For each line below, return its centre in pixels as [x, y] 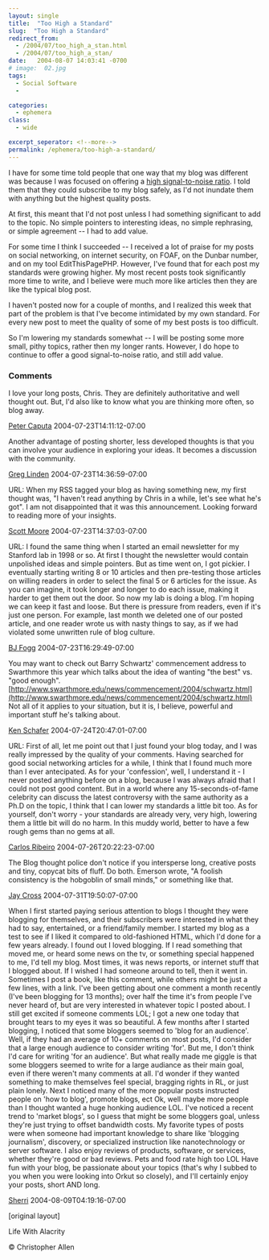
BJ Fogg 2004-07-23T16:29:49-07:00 [71, 647]
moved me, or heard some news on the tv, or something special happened [131, 953]
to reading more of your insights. [62, 515]
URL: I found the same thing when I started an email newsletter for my [124, 546]
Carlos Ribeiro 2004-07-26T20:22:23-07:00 [82, 847]
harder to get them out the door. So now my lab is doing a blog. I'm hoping [131, 597]
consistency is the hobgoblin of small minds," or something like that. [121, 879]
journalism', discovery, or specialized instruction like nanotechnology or [127, 1142]
